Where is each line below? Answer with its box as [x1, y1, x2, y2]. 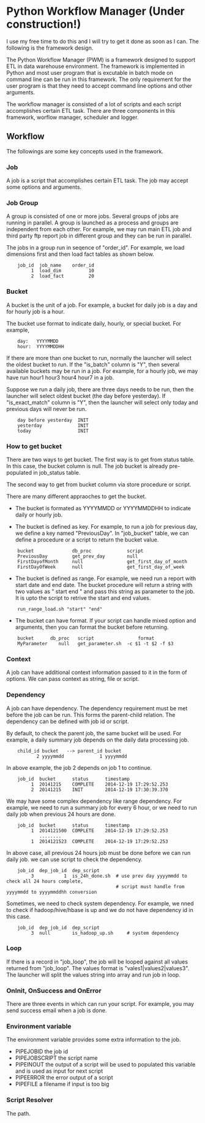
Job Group [6, 198, 39, 207]
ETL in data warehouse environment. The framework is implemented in [6, 63, 185, 70]
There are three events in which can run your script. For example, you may [6, 1000, 195, 1008]
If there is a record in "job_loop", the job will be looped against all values [6, 958, 188, 965]
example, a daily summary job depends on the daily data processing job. [6, 736, 189, 743]
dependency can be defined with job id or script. [6, 718, 130, 725]
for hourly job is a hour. [6, 308, 65, 315]
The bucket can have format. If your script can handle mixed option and [15, 616, 196, 624]
